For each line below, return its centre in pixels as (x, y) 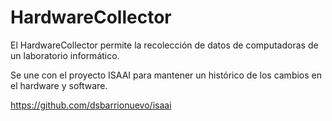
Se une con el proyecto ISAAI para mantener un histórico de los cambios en (166, 75)
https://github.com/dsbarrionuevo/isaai (91, 105)
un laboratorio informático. (65, 55)
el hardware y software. (59, 85)
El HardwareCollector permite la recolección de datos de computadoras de (164, 45)
